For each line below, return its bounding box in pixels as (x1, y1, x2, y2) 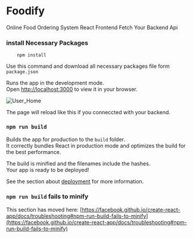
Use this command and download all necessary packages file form (6, 62, 170, 70)
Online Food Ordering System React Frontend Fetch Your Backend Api (6, 24, 178, 31)
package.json (6, 69, 39, 75)
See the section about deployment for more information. (6, 177, 144, 185)
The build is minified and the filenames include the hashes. (6, 159, 151, 167)
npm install (17, 52, 46, 58)
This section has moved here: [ (6, 206, 82, 213)
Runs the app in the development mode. (6, 79, 104, 87)
